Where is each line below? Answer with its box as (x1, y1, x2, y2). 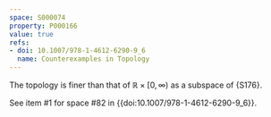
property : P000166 (9, 21, 78, 30)
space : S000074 (9, 13, 66, 22)
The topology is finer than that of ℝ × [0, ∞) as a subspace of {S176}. (9, 79, 263, 90)
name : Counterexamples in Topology (17, 54, 150, 63)
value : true (9, 29, 54, 38)
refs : (9, 38, 30, 47)
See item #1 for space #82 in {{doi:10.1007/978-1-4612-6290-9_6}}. (9, 97, 258, 108)
